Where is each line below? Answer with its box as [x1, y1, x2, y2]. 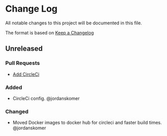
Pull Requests [5, 59, 40, 66]
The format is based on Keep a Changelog [5, 29, 94, 36]
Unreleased [5, 44, 43, 53]
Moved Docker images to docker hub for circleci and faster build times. [12, 120, 162, 126]
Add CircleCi [12, 71, 40, 77]
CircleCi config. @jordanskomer [12, 95, 80, 101]
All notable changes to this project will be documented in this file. [5, 20, 143, 26]
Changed [5, 108, 29, 115]
